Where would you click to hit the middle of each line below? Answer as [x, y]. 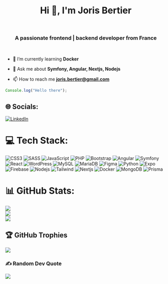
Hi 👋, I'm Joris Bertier [86, 11]
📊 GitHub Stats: [40, 191]
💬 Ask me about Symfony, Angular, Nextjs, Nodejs [67, 69]
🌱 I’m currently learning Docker [46, 59]
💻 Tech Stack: [37, 141]
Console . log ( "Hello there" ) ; [36, 91]
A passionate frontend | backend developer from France [86, 38]
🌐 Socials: [22, 106]
